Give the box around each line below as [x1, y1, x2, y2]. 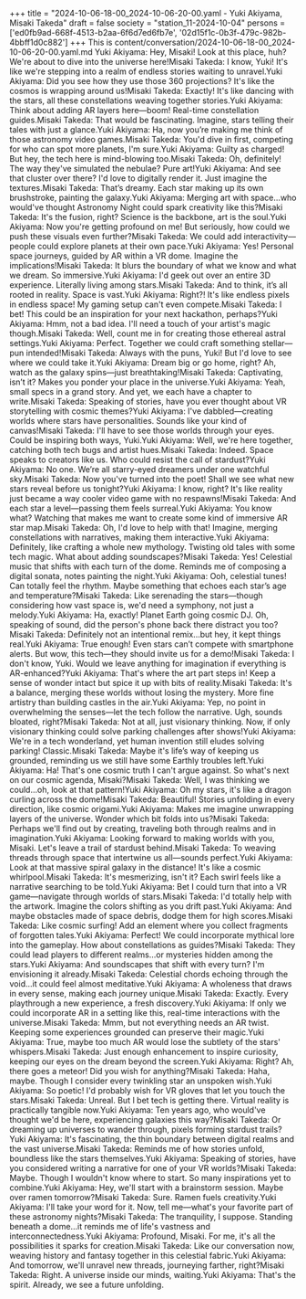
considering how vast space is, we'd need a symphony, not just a [9, 600, 255, 610]
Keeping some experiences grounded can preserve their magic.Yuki [9, 1027, 265, 1038]
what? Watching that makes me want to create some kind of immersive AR [9, 512, 289, 523]
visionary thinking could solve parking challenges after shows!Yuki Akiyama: [9, 726, 296, 736]
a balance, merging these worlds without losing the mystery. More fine [9, 687, 275, 698]
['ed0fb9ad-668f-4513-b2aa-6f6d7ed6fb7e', [9, 27, 178, 37]
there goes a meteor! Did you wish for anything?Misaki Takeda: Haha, [9, 1066, 270, 1076]
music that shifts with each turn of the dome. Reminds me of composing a [9, 561, 287, 572]
